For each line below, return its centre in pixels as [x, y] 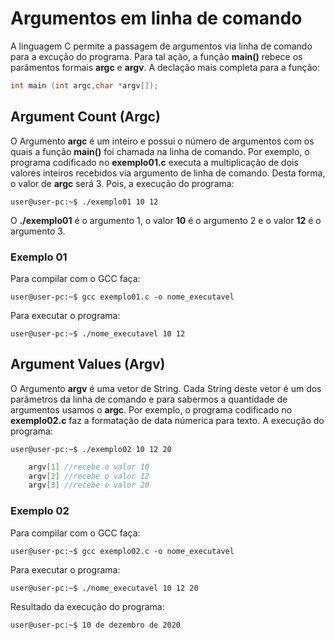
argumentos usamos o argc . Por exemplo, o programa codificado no [151, 409]
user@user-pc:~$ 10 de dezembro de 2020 [96, 625]
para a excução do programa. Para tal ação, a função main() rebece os [156, 56]
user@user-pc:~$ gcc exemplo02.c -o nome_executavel [122, 551]
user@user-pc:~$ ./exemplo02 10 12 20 [91, 449]
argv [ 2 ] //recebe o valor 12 [89, 476]
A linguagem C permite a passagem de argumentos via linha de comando [161, 46]
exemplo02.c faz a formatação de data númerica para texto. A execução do [167, 420]
